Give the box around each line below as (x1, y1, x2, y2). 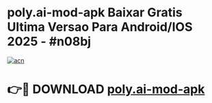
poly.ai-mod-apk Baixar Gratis (7, 5, 183, 20)
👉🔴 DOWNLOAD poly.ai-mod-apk (7, 82, 205, 97)
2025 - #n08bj (7, 34, 91, 49)
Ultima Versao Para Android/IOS (7, 19, 193, 35)
